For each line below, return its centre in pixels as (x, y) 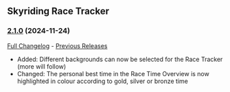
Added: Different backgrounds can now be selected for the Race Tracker (120, 59)
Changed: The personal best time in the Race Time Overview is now (113, 73)
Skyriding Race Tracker (58, 11)
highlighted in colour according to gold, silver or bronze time (103, 81)
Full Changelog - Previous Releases (57, 46)
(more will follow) (42, 66)
